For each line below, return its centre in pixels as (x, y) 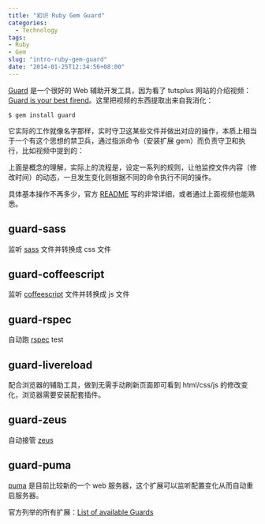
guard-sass (37, 229)
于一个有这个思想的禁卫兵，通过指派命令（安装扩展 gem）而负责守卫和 (123, 140)
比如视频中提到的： (53, 150)
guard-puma (40, 465)
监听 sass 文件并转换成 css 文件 (60, 249)
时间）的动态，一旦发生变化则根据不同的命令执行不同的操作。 (115, 177)
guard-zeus (37, 420)
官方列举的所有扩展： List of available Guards (81, 512)
